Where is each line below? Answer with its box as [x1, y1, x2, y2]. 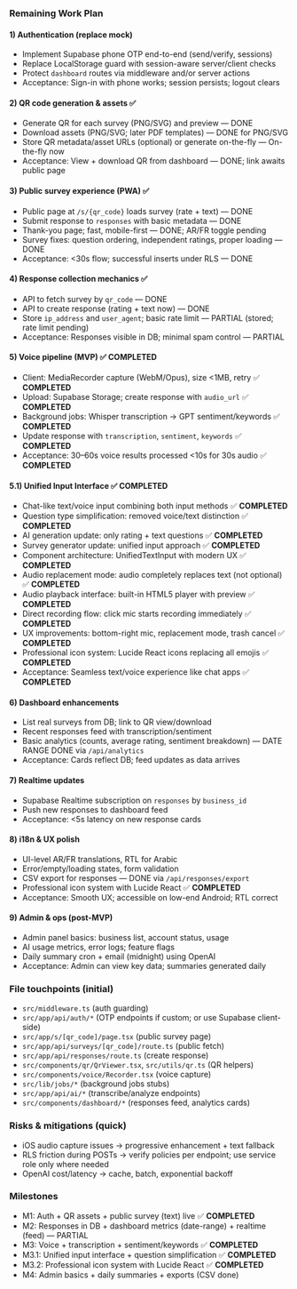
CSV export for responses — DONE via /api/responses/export [21, 872, 250, 883]
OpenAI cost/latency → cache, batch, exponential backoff [21, 1168, 233, 1179]
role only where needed [21, 1158, 109, 1169]
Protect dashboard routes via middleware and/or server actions [21, 68, 251, 78]
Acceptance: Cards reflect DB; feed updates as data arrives [21, 755, 241, 765]
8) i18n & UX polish [9, 834, 80, 845]
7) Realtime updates [9, 774, 85, 785]
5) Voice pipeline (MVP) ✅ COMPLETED [9, 352, 158, 363]
